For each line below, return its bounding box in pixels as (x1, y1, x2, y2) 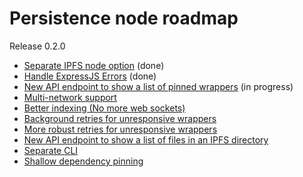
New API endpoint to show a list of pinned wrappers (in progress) (23, 80, 294, 92)
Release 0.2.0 (9, 40, 66, 52)
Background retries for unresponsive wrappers (23, 112, 217, 124)
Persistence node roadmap (9, 7, 239, 30)
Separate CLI (23, 144, 79, 156)
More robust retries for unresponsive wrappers (23, 123, 218, 135)
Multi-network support (23, 91, 117, 103)
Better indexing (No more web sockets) (23, 102, 186, 114)
